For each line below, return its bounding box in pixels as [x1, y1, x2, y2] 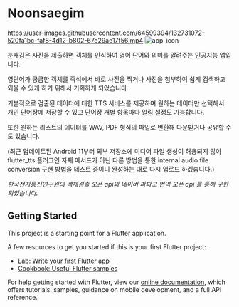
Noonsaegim [7, 5, 85, 21]
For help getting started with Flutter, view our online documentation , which [7, 278, 226, 286]
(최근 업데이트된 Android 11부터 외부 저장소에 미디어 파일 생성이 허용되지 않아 [7, 147, 222, 155]
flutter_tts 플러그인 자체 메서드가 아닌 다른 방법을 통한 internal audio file [7, 155, 209, 165]
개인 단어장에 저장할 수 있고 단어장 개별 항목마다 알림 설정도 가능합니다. [7, 108, 205, 116]
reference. [7, 293, 38, 301]
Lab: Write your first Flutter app [17, 256, 110, 265]
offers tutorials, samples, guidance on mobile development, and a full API [7, 285, 222, 293]
